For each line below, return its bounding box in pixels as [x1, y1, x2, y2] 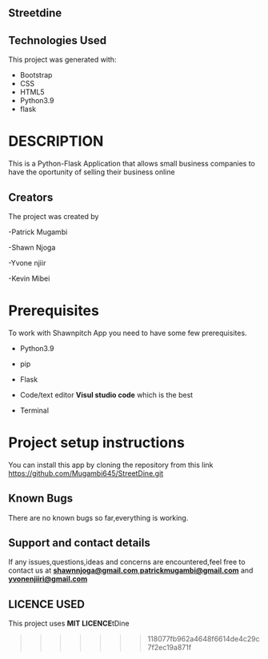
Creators [8, 190, 54, 204]
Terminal [19, 405, 50, 415]
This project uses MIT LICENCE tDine [8, 619, 130, 629]
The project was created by [8, 211, 99, 221]
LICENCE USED [8, 597, 86, 611]
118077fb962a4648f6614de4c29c [147, 634, 260, 644]
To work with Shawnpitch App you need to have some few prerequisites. [8, 328, 247, 337]
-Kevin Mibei [8, 274, 50, 283]
